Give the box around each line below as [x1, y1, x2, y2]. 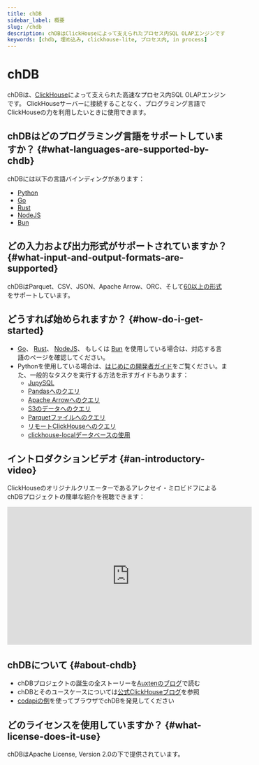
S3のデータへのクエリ [27, 404, 91, 413]
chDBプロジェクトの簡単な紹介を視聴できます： [7, 492, 145, 501]
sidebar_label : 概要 [7, 17, 65, 24]
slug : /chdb [7, 23, 42, 30]
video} [7, 464, 37, 476]
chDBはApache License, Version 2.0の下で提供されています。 [7, 750, 184, 758]
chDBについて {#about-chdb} [7, 659, 138, 671]
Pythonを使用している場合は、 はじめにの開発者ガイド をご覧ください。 [17, 361, 221, 370]
